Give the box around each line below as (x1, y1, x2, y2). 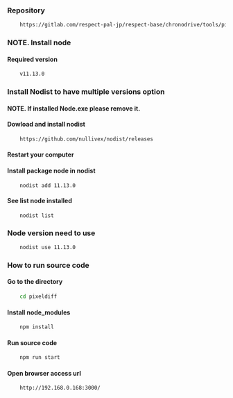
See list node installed (7, 197, 73, 205)
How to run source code (7, 260, 90, 270)
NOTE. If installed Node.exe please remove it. (7, 104, 141, 113)
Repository (7, 6, 45, 15)
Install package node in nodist (7, 166, 96, 175)
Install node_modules (7, 308, 71, 317)
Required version (7, 55, 58, 63)
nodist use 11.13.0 (19, 244, 76, 251)
